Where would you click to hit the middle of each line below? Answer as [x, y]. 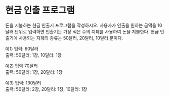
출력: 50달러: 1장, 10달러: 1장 [33, 55]
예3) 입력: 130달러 [23, 83]
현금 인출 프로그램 [40, 10]
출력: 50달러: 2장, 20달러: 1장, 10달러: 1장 [46, 89]
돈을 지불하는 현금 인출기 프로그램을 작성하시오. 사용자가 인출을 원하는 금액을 [81, 25]
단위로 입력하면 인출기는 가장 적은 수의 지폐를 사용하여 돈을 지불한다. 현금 [87, 31]
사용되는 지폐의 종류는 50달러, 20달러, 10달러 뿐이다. [71, 38]
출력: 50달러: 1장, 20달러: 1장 [34, 72]
